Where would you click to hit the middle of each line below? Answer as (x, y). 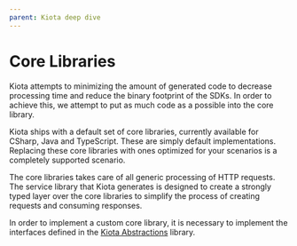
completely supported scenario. (67, 160)
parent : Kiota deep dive (55, 17)
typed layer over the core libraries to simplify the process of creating (134, 195)
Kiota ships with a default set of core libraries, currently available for (134, 131)
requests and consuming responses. (76, 205)
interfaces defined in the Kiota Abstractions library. (102, 232)
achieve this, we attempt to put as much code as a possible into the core (141, 105)
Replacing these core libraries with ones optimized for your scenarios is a (143, 150)
